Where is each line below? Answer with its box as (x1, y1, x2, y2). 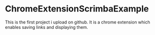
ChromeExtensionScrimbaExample (5, 3, 149, 14)
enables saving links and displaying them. (5, 24, 88, 30)
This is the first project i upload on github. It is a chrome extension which (5, 19, 150, 25)
